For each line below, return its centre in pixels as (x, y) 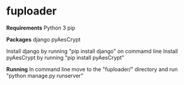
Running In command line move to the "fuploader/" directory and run (92, 69)
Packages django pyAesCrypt (43, 39)
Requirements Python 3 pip (41, 28)
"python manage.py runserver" (45, 75)
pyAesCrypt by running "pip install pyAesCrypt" (65, 57)
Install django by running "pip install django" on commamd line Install (92, 51)
